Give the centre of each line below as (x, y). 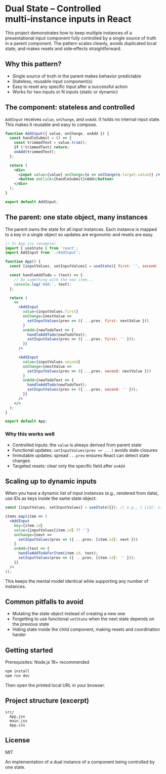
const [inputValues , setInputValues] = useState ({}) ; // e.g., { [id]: (80, 508)
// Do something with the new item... (54, 280)
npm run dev (17, 676)
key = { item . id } (28, 525)
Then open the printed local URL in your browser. (55, 685)
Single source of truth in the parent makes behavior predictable (77, 76)
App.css (18, 725)
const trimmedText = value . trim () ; (51, 143)
